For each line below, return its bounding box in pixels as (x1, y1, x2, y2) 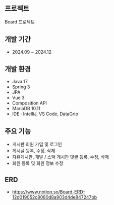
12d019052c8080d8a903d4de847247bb (12, 194, 97, 200)
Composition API (12, 100, 47, 106)
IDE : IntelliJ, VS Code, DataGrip (12, 111, 79, 117)
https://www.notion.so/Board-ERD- (12, 189, 85, 195)
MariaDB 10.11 (12, 106, 41, 112)
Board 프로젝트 (5, 19, 35, 25)
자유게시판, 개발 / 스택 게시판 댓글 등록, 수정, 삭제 (12, 154, 109, 160)
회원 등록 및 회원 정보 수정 (12, 160, 64, 166)
